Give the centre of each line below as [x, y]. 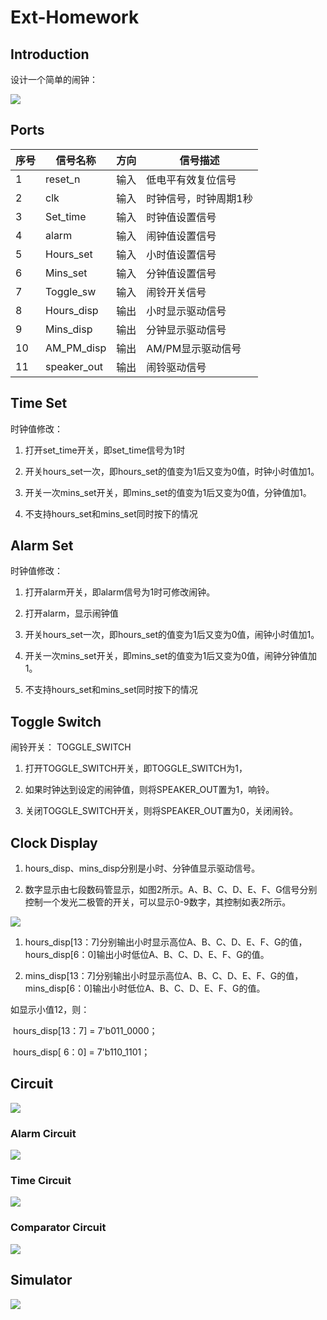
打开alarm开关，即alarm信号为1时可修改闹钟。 [120, 592]
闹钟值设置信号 [181, 236]
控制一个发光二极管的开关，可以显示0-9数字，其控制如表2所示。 [158, 902]
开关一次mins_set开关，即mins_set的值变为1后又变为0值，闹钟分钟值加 [170, 656]
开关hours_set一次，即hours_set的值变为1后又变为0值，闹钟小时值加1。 [172, 635]
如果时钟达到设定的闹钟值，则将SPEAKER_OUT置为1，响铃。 [149, 790]
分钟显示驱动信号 [186, 329]
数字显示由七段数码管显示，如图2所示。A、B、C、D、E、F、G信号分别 [171, 890]
